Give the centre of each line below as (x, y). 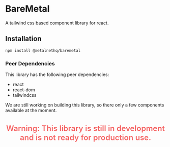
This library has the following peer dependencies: (57, 75)
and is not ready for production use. (86, 137)
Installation (23, 39)
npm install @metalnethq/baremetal (43, 50)
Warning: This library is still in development (86, 128)
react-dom (24, 90)
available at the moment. (31, 110)
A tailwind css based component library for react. (57, 23)
